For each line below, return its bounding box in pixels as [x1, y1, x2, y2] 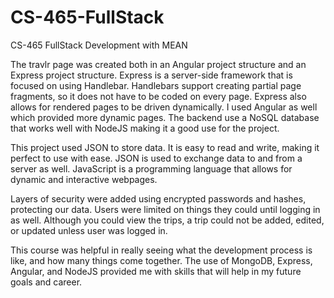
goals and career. [10, 276, 83, 288]
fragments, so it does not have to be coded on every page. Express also [10, 90, 307, 102]
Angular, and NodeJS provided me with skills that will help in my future [10, 265, 302, 277]
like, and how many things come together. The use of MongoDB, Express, [10, 254, 313, 266]
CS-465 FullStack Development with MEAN [10, 39, 188, 51]
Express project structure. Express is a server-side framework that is [10, 69, 293, 81]
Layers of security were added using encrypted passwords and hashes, [10, 192, 307, 205]
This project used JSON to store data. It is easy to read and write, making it [10, 141, 320, 153]
